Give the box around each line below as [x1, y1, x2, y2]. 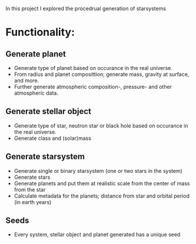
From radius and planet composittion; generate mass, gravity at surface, [14, 71, 190, 78]
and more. [14, 77, 39, 84]
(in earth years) [14, 198, 52, 205]
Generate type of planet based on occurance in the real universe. [14, 65, 173, 71]
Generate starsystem [5, 152, 85, 162]
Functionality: [5, 26, 75, 39]
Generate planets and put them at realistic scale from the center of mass [14, 179, 190, 187]
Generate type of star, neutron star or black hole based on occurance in [14, 122, 189, 129]
